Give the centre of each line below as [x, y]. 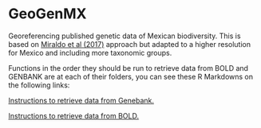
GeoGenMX [47, 14]
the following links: [39, 85]
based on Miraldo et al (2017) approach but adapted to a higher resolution [130, 44]
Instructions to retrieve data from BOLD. [74, 115]
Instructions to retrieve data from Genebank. [81, 100]
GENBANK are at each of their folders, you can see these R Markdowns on [131, 76]
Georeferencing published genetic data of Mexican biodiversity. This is [125, 36]
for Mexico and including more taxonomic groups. [90, 52]
